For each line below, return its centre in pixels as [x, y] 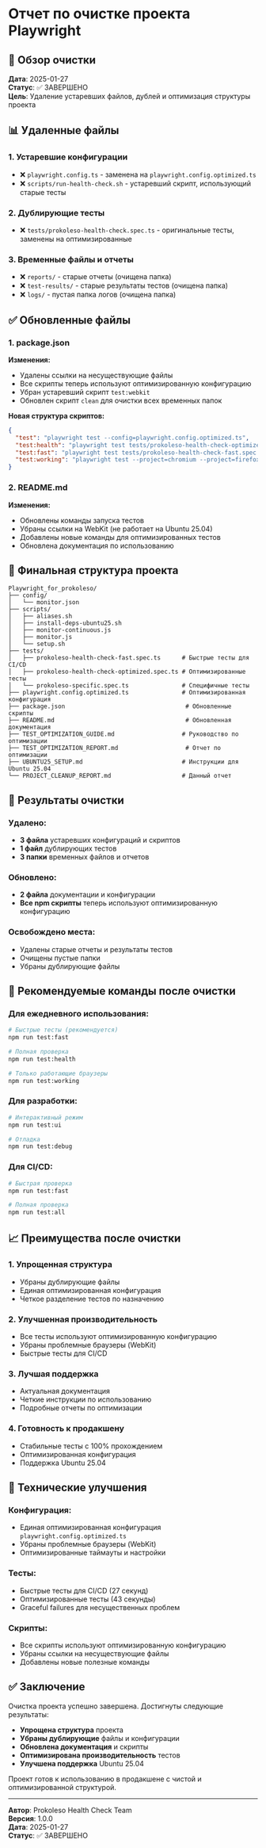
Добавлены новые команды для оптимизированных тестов [120, 537]
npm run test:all [37, 1213]
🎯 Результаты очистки [66, 800]
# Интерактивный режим [46, 1117]
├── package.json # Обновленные [120, 706]
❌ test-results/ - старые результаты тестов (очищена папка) [123, 285]
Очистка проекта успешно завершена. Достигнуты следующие [116, 1706]
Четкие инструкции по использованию [85, 1399]
